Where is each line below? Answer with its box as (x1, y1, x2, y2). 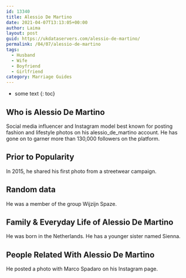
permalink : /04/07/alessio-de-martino (6, 42, 101, 48)
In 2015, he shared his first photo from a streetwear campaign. (6, 168, 157, 175)
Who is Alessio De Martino (6, 107, 105, 117)
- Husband (11, 52, 35, 58)
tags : (6, 47, 19, 53)
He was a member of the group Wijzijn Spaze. (6, 200, 117, 207)
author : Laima (6, 25, 41, 31)
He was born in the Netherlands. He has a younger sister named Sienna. (6, 233, 181, 240)
